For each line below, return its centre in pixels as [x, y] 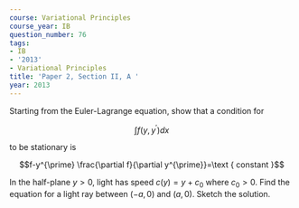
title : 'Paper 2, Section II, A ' [75, 77]
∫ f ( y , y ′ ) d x [152, 129]
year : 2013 [30, 85]
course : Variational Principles [70, 18]
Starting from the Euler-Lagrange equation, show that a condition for [137, 110]
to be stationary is [43, 147]
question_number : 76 [48, 34]
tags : [19, 43]
